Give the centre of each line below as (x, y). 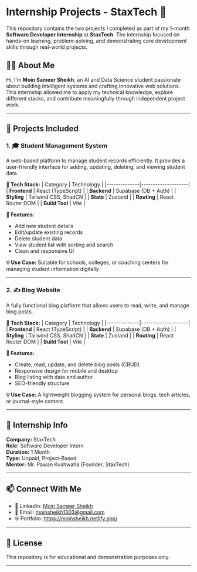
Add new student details (44, 226)
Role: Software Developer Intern (45, 446)
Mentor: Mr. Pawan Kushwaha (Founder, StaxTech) (68, 464)
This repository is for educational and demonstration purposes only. (88, 557)
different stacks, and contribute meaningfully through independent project (96, 98)
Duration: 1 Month (28, 451)
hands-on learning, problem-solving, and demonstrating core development (96, 41)
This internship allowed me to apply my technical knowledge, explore (89, 92)
